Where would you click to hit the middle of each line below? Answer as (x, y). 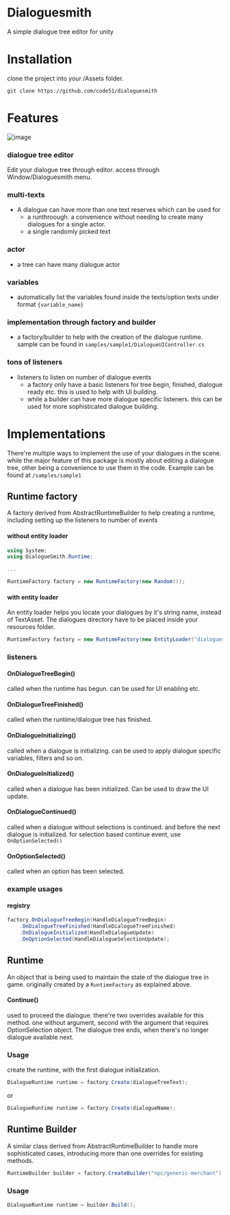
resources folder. (31, 627)
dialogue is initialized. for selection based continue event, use (94, 834)
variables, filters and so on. (46, 758)
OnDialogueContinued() (42, 812)
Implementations (56, 434)
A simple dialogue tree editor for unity (61, 32)
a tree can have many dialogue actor (68, 264)
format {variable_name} (50, 304)
